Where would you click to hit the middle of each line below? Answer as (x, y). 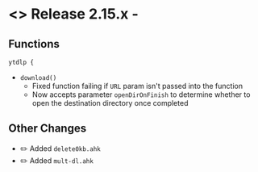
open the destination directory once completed (110, 103)
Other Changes (48, 129)
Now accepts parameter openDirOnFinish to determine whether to (141, 94)
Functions (34, 44)
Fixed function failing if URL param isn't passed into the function (137, 86)
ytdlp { (21, 62)
